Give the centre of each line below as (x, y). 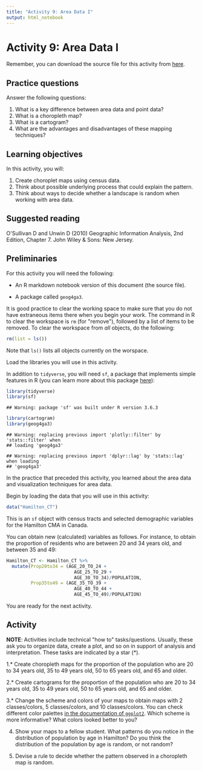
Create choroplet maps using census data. (68, 181)
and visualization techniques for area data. (59, 484)
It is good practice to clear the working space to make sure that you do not (99, 308)
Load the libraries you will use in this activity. (62, 362)
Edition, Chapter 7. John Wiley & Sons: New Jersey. (70, 239)
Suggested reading (43, 219)
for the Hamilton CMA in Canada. (47, 525)
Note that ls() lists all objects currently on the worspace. (77, 350)
